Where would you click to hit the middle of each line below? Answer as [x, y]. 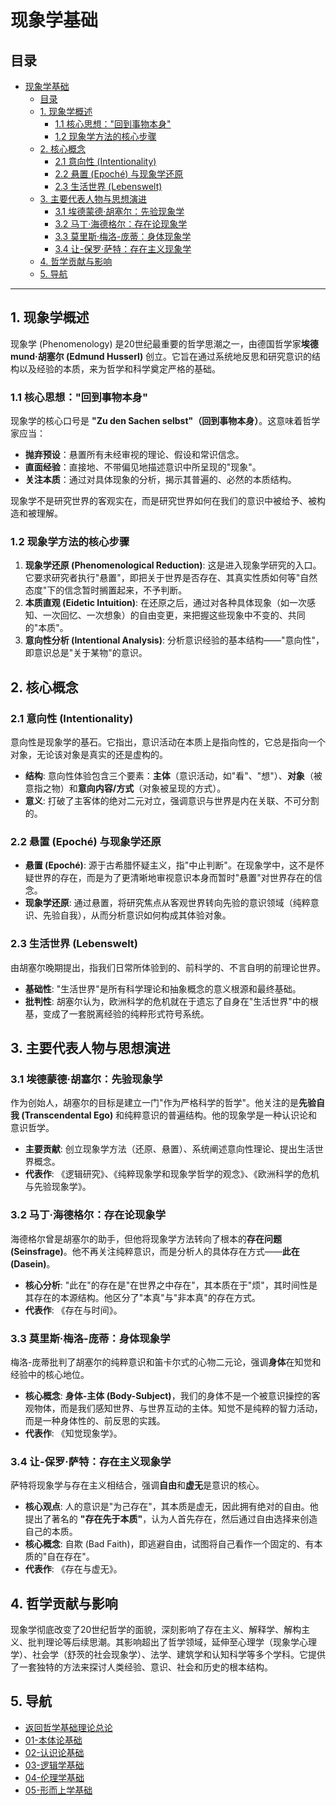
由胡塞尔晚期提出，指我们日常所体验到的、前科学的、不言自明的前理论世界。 [168, 967]
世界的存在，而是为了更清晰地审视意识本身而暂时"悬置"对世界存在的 [173, 878]
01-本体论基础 [53, 1740]
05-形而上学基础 [58, 1790]
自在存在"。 [70, 1557]
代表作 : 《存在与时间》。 [73, 1310]
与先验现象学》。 [58, 1187]
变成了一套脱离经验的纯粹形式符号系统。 [126, 1013]
